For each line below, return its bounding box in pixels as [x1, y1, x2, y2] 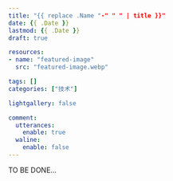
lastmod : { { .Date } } [8, 26, 81, 34]
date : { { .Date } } [8, 19, 69, 27]
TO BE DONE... [8, 165, 57, 175]
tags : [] [8, 77, 37, 85]
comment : [8, 113, 37, 122]
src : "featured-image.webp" [15, 63, 109, 72]
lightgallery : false [8, 99, 77, 108]
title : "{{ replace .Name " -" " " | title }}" [8, 11, 166, 20]
